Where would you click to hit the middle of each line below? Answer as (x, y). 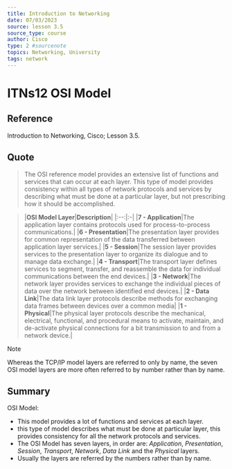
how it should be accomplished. (70, 204)
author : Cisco (28, 40)
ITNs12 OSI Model (59, 93)
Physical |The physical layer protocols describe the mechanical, (115, 313)
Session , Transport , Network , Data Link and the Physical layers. (108, 451)
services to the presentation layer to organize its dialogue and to (116, 254)
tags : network (28, 59)
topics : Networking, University (54, 53)
